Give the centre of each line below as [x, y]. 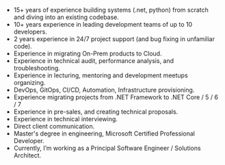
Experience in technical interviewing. [66, 119]
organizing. [29, 82]
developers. [30, 31]
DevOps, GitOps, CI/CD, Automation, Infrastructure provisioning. [104, 90]
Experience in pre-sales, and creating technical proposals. [96, 112]
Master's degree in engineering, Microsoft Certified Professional [104, 134]
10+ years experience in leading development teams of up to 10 [103, 24]
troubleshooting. [37, 68]
